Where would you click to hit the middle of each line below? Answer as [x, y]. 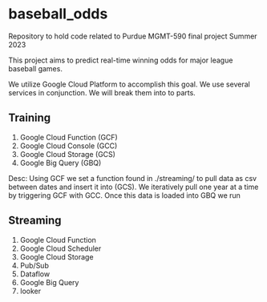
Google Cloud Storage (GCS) [68, 154]
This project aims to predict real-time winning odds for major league [121, 60]
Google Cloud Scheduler [61, 248]
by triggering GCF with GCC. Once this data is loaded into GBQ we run [124, 195]
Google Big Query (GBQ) [61, 163]
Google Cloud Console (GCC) [69, 146]
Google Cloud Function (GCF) [69, 137]
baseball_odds [58, 14]
